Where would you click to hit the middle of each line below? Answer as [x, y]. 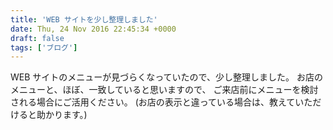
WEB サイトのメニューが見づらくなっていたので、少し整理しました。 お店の [166, 77]
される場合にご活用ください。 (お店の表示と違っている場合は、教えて [153, 102]
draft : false [37, 38]
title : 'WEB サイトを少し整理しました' [84, 19]
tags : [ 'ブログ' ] [44, 47]
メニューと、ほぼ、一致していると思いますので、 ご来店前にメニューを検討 [164, 90]
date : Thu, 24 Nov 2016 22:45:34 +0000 [93, 29]
